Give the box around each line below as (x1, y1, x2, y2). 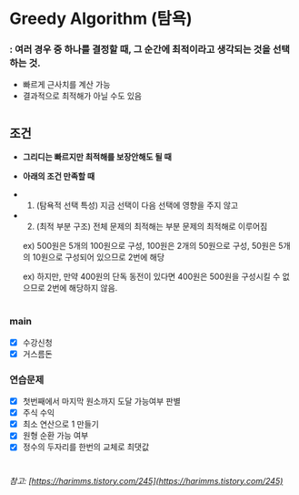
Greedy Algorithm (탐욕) (9, 8, 193, 29)
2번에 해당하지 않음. (46, 283, 118, 294)
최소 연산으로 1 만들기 (22, 418, 100, 429)
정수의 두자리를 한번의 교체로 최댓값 (22, 441, 150, 452)
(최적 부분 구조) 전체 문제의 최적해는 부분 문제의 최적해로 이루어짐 (35, 221, 268, 232)
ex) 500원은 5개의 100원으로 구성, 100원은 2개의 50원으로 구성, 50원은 (22, 241, 277, 252)
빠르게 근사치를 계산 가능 (22, 79, 111, 90)
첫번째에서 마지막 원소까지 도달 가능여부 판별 (22, 396, 182, 407)
